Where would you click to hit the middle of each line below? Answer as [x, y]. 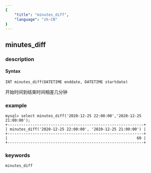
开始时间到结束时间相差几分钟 [36, 92]
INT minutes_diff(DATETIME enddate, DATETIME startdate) [67, 82]
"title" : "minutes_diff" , [42, 15]
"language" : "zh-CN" [36, 19]
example [16, 106]
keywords [18, 155]
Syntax [13, 71]
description [20, 59]
